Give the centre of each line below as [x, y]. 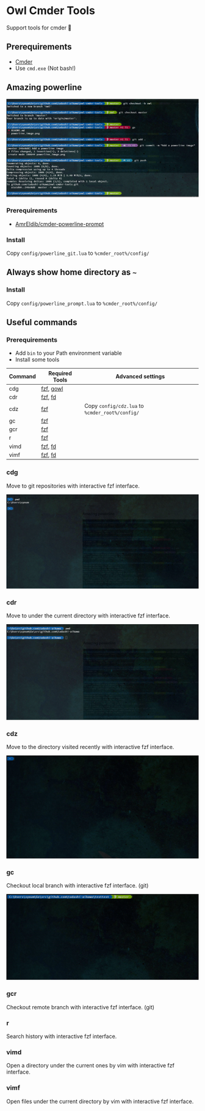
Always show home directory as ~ [72, 272]
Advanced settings [140, 377]
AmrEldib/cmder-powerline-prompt [59, 224]
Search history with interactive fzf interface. [62, 1036]
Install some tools [37, 360]
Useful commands [42, 322]
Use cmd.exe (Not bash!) [45, 68]
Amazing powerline [44, 87]
